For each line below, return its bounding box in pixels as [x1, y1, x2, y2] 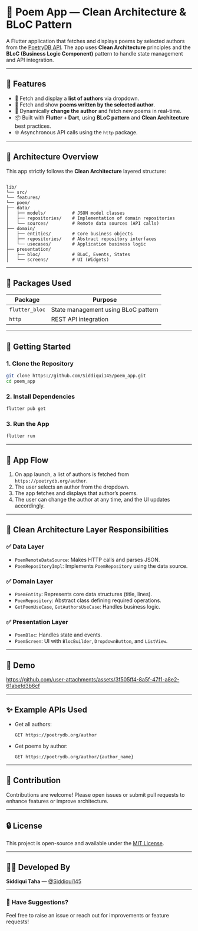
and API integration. [6, 56, 54, 63]
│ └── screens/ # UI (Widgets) [6, 257, 110, 263]
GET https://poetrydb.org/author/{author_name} [14, 754, 134, 759]
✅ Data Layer [6, 542, 44, 551]
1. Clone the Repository [6, 359, 74, 367]
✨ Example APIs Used [6, 705, 87, 715]
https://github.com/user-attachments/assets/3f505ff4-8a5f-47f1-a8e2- [6, 676, 180, 683]
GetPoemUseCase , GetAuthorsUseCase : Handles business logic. [14, 603, 161, 610]
